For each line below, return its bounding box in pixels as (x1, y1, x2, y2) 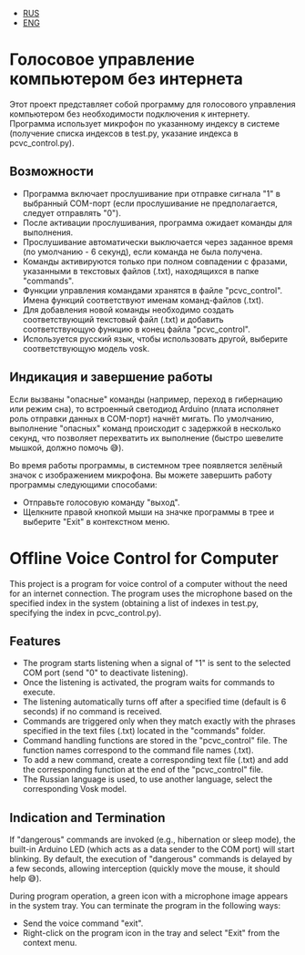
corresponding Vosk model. (22, 784, 127, 795)
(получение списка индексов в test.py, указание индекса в (9, 128, 239, 139)
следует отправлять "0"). (22, 207, 121, 218)
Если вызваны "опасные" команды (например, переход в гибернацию (9, 394, 284, 405)
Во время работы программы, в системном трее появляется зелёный (9, 459, 283, 470)
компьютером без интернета (9, 68, 243, 89)
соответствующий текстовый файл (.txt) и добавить (22, 313, 225, 324)
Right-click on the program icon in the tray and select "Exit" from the (22, 928, 280, 939)
